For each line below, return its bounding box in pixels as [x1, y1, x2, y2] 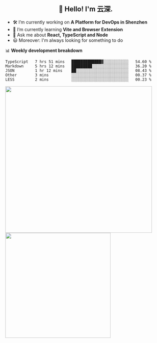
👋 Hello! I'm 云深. [58, 5, 113, 14]
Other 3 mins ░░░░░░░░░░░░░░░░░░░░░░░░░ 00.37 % [5, 72, 152, 77]
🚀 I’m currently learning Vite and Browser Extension [12, 26, 123, 32]
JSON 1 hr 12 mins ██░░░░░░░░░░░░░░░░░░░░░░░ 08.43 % [5, 68, 152, 73]
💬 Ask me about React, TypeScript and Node [12, 32, 108, 38]
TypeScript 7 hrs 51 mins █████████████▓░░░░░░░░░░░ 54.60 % [5, 59, 152, 64]
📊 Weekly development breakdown [5, 47, 83, 54]
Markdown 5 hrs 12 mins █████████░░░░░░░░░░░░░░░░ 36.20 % [5, 63, 152, 69]
